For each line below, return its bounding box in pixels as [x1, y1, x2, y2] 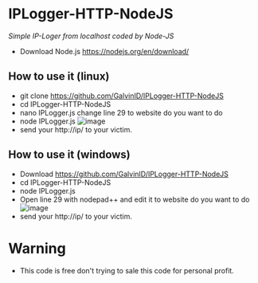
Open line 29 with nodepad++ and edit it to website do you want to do [19, 195, 250, 204]
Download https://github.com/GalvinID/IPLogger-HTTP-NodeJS [19, 169, 229, 179]
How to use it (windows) [8, 148, 131, 162]
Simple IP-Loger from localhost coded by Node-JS [8, 31, 174, 41]
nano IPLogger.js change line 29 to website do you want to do [19, 108, 223, 117]
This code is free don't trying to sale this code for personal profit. [19, 265, 235, 275]
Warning [8, 239, 66, 257]
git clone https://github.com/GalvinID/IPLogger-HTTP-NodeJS [19, 91, 225, 100]
